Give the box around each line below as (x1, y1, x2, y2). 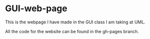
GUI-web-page (5, 3, 67, 14)
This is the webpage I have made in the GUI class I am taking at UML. (5, 19, 146, 25)
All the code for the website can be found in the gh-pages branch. (5, 28, 139, 34)
